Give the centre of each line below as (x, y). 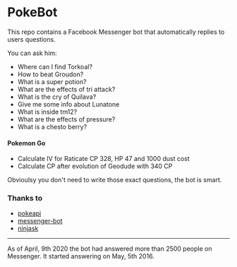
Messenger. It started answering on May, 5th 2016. (81, 256)
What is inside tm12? (47, 112)
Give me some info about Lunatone (68, 104)
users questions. (31, 39)
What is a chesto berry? (52, 126)
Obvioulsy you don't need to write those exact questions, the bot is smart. (115, 180)
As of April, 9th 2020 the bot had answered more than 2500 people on (110, 249)
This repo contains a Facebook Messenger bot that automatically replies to (116, 32)
